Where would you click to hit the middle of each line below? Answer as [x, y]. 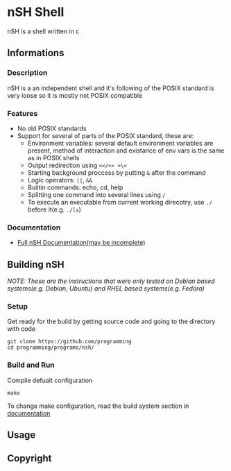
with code [22, 329]
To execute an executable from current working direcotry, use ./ [120, 202]
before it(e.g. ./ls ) [54, 209]
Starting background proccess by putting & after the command [117, 172]
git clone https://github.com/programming [69, 342]
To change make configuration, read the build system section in [98, 406]
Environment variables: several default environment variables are [120, 143]
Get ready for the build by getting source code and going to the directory [111, 322]
